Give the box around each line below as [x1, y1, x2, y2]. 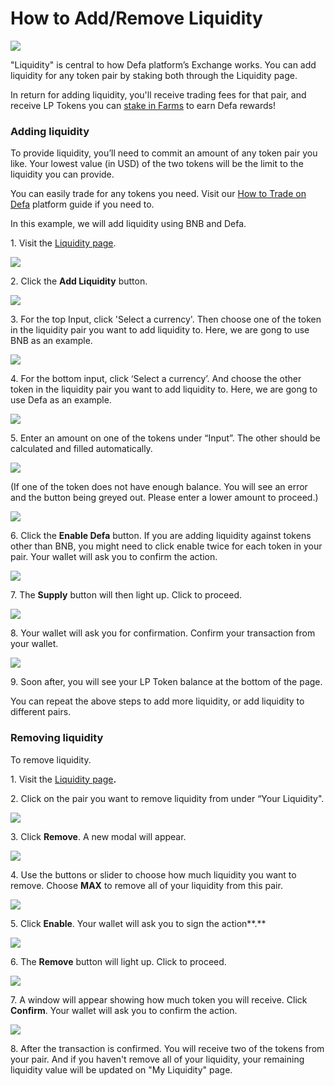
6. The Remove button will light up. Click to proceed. [10, 955, 227, 967]
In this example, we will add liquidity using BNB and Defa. [10, 218, 247, 230]
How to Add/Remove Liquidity [10, 7, 263, 30]
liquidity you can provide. [10, 168, 115, 181]
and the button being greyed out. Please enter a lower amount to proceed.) [10, 492, 319, 504]
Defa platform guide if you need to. [10, 198, 155, 211]
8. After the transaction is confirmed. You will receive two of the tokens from [10, 1042, 325, 1054]
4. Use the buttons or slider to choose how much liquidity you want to [10, 868, 297, 881]
